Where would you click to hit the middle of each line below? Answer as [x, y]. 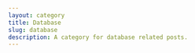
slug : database [33, 30]
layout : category [37, 15]
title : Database [35, 23]
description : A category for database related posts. [98, 37]
